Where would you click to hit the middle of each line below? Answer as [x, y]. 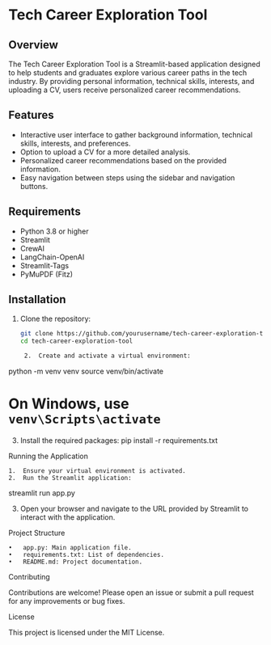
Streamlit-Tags [44, 265]
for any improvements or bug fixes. [67, 601]
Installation [37, 299]
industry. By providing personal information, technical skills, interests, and [131, 81]
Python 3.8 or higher [54, 231]
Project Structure [37, 533]
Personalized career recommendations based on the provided [123, 160]
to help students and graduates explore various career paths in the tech [128, 73]
